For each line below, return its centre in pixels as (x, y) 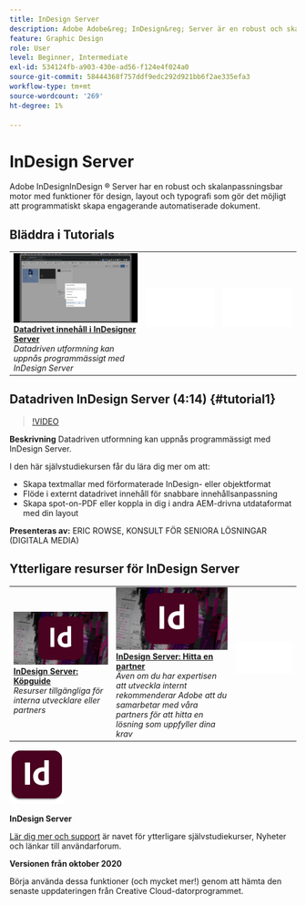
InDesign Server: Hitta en (165, 656)
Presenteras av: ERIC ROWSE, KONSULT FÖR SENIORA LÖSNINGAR (138, 530)
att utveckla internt (152, 686)
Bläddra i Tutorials (62, 234)
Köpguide (32, 681)
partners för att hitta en (160, 715)
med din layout (51, 513)
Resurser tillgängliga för (58, 690)
